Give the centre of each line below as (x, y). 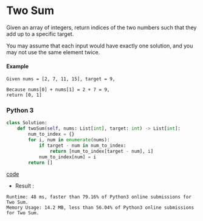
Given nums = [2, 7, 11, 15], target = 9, (61, 79)
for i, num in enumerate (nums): (69, 140)
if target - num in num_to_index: (82, 146)
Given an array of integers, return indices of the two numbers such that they (101, 27)
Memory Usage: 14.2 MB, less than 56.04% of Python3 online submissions (100, 208)
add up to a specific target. (40, 33)
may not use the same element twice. (53, 52)
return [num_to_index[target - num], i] (101, 151)
